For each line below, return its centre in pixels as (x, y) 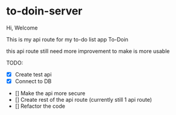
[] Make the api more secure (50, 93)
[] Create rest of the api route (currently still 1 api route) (83, 100)
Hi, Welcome (22, 28)
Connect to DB (33, 81)
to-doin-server (44, 11)
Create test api (33, 74)
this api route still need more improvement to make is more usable (88, 51)
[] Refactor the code (40, 106)
